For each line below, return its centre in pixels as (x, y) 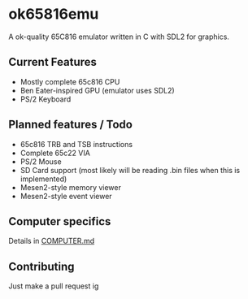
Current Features (53, 62)
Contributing (41, 266)
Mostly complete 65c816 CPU (70, 81)
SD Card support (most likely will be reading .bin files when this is (130, 170)
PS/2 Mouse (41, 161)
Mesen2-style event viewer (66, 196)
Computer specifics (60, 221)
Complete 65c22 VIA (55, 153)
